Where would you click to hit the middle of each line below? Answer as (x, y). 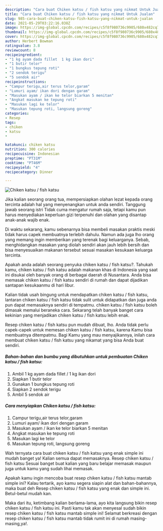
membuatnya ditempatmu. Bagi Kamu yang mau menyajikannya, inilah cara (80, 335)
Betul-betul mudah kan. (28, 494)
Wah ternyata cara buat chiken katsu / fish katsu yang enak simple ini (74, 453)
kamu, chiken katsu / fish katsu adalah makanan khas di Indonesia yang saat (81, 270)
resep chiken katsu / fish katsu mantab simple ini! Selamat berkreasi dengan (81, 514)
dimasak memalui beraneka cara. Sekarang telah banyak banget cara (74, 310)
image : (12, 28)
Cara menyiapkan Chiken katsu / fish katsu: (50, 406)
